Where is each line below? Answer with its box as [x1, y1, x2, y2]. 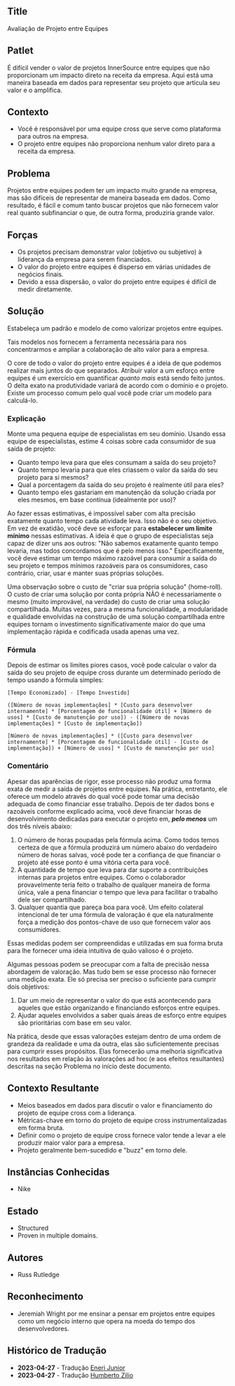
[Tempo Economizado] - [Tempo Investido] [7, 689, 130, 697]
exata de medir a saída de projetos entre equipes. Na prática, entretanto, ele [7, 784, 228, 793]
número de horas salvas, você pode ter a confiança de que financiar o [17, 850, 221, 859]
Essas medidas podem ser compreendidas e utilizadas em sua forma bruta [7, 939, 223, 947]
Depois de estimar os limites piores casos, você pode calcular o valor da [7, 661, 217, 669]
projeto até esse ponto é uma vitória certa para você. [17, 858, 171, 866]
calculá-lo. [7, 396, 39, 404]
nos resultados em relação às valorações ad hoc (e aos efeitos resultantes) [7, 1054, 224, 1063]
